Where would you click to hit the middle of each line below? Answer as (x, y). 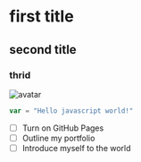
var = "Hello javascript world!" (71, 111)
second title (43, 50)
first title (41, 17)
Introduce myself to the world (76, 148)
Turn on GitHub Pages (63, 128)
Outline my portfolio (58, 138)
